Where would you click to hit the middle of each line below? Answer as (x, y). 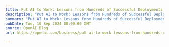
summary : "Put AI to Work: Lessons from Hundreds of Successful (74, 19)
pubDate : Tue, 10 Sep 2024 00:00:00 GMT (48, 23)
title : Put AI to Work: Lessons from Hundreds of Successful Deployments (84, 10)
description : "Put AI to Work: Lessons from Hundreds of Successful (78, 14)
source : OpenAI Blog (27, 28)
